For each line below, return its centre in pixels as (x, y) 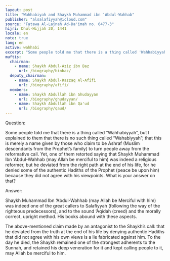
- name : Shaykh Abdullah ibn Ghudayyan (56, 94)
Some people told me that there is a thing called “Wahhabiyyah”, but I (77, 133)
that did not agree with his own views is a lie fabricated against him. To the (83, 237)
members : (19, 90)
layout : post (19, 10)
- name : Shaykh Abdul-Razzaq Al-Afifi (55, 80)
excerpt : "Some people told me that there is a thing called (71, 52)
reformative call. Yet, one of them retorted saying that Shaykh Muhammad (82, 154)
